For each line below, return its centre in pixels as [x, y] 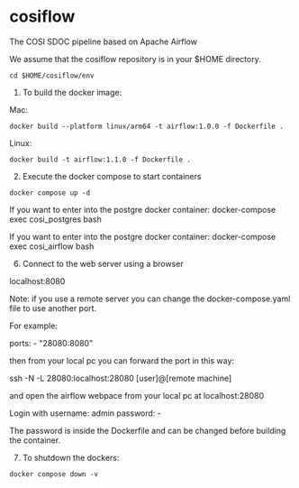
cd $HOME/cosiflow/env [52, 75]
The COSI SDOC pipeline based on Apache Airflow [104, 41]
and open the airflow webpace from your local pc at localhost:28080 [137, 395]
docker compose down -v [54, 474]
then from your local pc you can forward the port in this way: [122, 360]
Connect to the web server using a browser [103, 263]
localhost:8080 [37, 281]
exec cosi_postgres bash [55, 219]
